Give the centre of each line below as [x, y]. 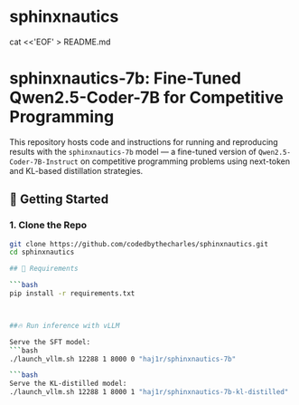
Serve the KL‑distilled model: [68, 384]
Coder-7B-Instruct [44, 162]
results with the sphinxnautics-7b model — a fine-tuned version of [133, 151]
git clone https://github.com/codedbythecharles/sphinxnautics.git [139, 244]
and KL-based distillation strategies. [76, 170]
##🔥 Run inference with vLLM [65, 325]
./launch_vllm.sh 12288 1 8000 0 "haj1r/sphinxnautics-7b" [123, 359]
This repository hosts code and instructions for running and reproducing [144, 141]
